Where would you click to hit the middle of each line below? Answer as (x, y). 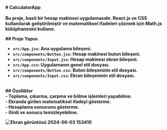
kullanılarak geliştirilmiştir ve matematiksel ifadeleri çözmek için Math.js (84, 23)
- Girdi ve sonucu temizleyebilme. (42, 112)
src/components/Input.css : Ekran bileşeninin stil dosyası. (74, 75)
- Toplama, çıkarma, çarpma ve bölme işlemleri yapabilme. (69, 96)
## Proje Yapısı (22, 39)
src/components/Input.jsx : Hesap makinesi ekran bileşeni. (75, 59)
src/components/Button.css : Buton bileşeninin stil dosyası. (75, 70)
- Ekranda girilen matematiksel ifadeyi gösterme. (58, 102)
